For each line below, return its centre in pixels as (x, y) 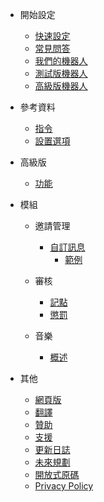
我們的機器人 (61, 61)
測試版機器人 (61, 73)
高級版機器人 (61, 86)
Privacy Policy (64, 486)
